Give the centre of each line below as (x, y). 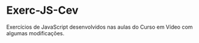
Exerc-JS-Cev (42, 10)
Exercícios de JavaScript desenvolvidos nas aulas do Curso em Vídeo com (99, 27)
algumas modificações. (35, 33)
